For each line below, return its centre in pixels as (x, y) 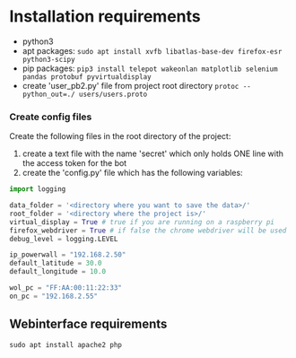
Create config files (51, 117)
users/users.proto (113, 94)
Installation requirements (105, 17)
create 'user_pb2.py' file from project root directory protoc (131, 85)
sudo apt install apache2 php (66, 345)
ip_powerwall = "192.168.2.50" (68, 255)
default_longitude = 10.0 (57, 272)
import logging (38, 189)
